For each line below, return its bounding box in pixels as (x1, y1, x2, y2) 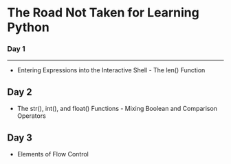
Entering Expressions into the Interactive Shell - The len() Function (16, 66, 206, 74)
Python (7, 19, 49, 35)
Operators (16, 112, 46, 120)
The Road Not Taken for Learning (7, 5, 199, 21)
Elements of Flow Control (16, 150, 89, 158)
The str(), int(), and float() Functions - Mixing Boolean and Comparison (16, 105, 218, 113)
